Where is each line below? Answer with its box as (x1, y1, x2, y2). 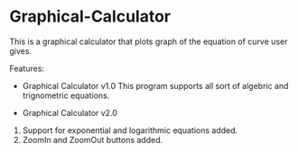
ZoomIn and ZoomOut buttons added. (22, 134, 163, 145)
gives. (9, 45, 33, 56)
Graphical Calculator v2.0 (22, 107, 117, 118)
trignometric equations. (22, 90, 110, 101)
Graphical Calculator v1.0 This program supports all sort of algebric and (22, 80, 289, 91)
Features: (9, 63, 45, 74)
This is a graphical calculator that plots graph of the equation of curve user (9, 36, 288, 47)
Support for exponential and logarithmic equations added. (22, 124, 238, 136)
